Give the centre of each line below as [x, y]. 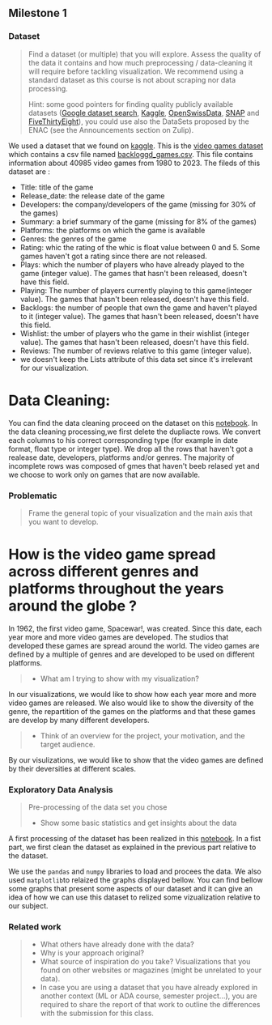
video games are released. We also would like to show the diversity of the [131, 703]
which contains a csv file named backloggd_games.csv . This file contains [131, 154]
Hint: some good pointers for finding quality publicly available [130, 104]
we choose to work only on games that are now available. [104, 474]
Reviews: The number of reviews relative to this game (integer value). [136, 351]
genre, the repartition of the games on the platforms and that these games [132, 711]
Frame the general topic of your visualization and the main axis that [140, 512]
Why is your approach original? [92, 953]
